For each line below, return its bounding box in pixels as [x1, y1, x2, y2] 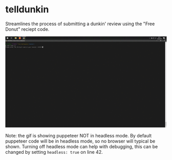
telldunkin [5, 4, 49, 15]
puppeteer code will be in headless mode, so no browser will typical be [5, 138, 156, 145]
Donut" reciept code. [5, 26, 50, 32]
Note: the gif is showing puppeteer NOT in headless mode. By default [5, 133, 152, 139]
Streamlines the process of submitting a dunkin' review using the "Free [5, 21, 155, 27]
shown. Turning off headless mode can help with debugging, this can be [5, 144, 158, 150]
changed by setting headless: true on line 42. [5, 149, 103, 155]
